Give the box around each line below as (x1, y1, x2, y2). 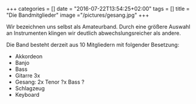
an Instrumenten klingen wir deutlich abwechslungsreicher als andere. (6, 29, 181, 37)
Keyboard (15, 91, 40, 98)
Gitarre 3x (15, 72, 41, 79)
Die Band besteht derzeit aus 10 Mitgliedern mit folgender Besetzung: (6, 41, 180, 48)
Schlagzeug (15, 85, 45, 92)
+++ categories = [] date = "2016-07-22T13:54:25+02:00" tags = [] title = (6, 5, 190, 12)
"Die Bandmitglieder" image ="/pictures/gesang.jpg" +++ (6, 11, 149, 19)
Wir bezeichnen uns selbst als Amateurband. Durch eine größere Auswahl (6, 23, 191, 30)
